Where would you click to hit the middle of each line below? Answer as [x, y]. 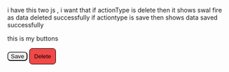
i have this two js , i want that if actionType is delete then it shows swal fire [115, 10]
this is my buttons [33, 38]
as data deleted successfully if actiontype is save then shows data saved [113, 17]
